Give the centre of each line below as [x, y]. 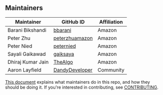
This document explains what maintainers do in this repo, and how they [78, 82]
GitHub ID [73, 22]
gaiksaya [64, 54]
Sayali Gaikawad [27, 54]
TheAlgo [63, 62]
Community [111, 70]
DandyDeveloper [73, 70]
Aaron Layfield [24, 70]
